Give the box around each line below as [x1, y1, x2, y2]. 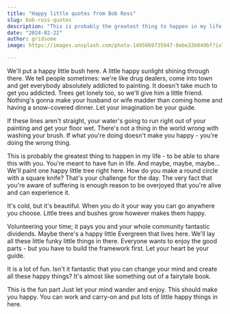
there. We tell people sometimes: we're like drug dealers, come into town [7, 74, 213, 82]
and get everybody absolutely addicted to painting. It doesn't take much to [7, 82, 218, 89]
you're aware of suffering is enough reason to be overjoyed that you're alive [7, 181, 221, 189]
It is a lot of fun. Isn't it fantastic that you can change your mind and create [7, 265, 218, 273]
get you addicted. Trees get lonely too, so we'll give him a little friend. [7, 89, 203, 97]
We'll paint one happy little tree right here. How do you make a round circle [7, 166, 218, 175]
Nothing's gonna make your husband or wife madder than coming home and [7, 96, 222, 104]
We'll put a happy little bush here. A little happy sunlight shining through [7, 67, 210, 75]
